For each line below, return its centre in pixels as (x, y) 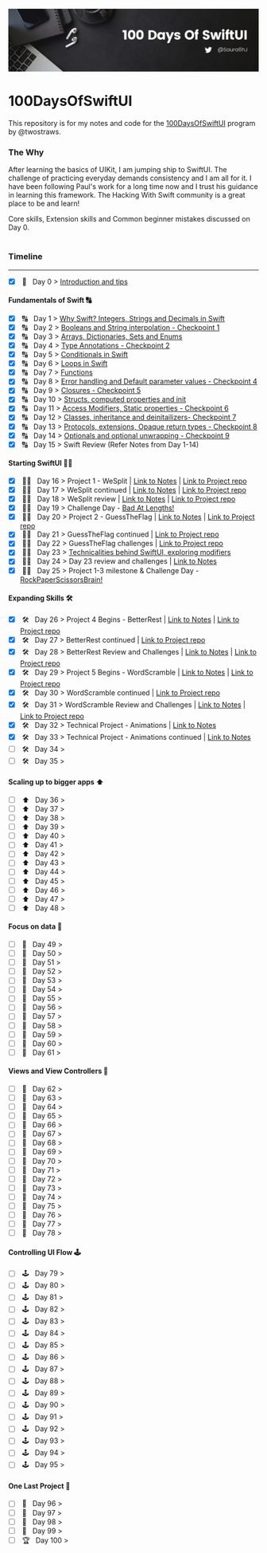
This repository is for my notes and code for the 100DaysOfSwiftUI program (132, 123)
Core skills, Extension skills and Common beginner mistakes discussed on (129, 219)
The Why (26, 152)
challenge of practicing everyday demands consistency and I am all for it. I (130, 178)
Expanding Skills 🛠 (41, 598)
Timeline (25, 257)
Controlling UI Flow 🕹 (45, 1252)
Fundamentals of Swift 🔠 (50, 301)
